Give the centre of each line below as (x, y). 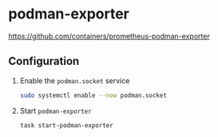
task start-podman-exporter (66, 125)
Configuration (44, 61)
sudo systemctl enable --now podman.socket (93, 95)
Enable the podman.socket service (75, 80)
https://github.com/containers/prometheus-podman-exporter (109, 36)
